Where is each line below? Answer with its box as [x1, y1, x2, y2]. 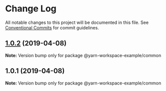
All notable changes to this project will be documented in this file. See [5, 19, 149, 25]
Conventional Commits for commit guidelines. [5, 24, 99, 30]
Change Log [5, 3, 56, 14]
